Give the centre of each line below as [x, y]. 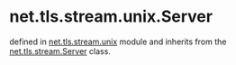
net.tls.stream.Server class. [60, 51]
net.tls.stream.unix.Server [111, 17]
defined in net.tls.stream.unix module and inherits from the [118, 42]
